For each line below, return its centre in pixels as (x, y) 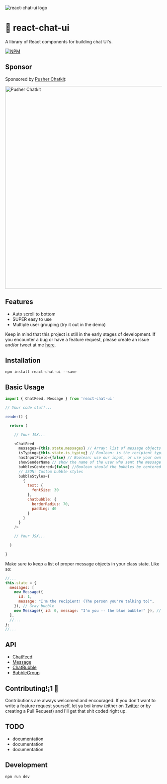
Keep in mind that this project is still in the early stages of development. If (80, 334)
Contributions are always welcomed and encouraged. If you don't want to (80, 700)
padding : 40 (44, 509)
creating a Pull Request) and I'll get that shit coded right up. (66, 711)
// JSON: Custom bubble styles (51, 472)
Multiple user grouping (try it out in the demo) (59, 324)
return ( (19, 426)
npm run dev (17, 777)
